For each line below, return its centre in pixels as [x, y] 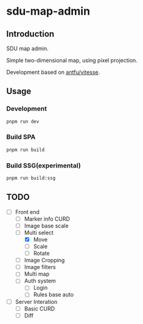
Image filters [40, 267]
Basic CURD [40, 308]
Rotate [41, 253]
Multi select [39, 232]
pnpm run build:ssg [31, 179]
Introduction [30, 34]
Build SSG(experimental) [44, 165]
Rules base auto [54, 295]
